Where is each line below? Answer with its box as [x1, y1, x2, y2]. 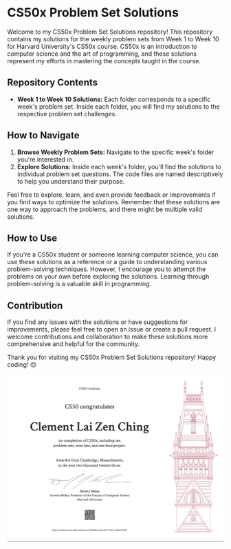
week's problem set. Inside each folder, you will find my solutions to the [16, 102, 220, 111]
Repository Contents [7, 77, 98, 89]
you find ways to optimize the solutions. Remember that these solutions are [7, 197, 221, 206]
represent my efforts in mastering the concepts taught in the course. [7, 56, 201, 65]
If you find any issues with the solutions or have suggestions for [7, 318, 188, 326]
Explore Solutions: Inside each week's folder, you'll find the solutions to [16, 162, 221, 171]
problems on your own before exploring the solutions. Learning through [7, 272, 210, 281]
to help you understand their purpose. [16, 177, 125, 185]
